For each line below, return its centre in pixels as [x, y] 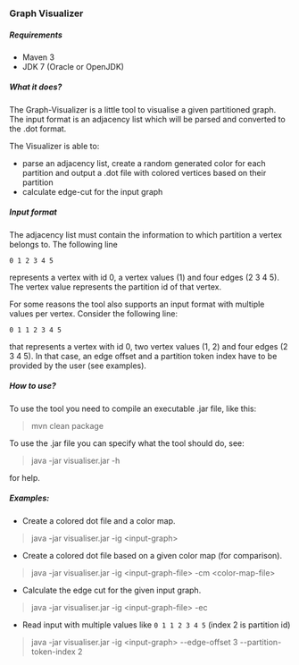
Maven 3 [38, 57]
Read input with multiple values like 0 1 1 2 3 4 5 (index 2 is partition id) [156, 625]
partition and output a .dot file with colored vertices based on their [144, 173]
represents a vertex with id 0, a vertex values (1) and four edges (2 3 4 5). [144, 277]
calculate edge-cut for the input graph [92, 191]
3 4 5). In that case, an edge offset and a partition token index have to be [143, 356]
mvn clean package [67, 425]
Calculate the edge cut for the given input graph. [112, 590]
